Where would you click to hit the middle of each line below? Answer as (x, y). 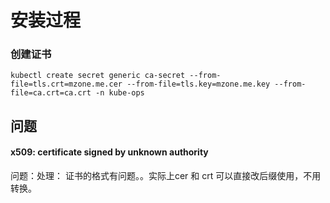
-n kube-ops (120, 93)
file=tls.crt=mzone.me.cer (66, 84)
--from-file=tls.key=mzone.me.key (198, 84)
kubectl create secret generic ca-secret (98, 76)
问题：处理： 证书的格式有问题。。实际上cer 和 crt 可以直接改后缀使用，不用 (166, 176)
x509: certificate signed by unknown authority (109, 152)
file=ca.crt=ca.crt (51, 93)
